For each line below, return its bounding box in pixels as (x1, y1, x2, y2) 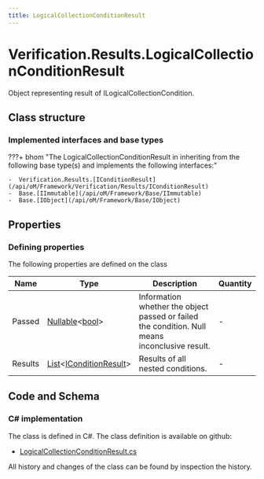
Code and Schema (8, 390, 100, 403)
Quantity (218, 278, 252, 289)
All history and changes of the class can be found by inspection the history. (8, 462, 253, 471)
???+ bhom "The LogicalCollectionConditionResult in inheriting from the (8, 153, 240, 162)
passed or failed (138, 311, 199, 322)
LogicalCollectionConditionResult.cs (19, 446, 137, 456)
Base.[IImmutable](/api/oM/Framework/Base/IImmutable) (18, 190, 202, 197)
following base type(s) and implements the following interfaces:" (8, 160, 218, 170)
